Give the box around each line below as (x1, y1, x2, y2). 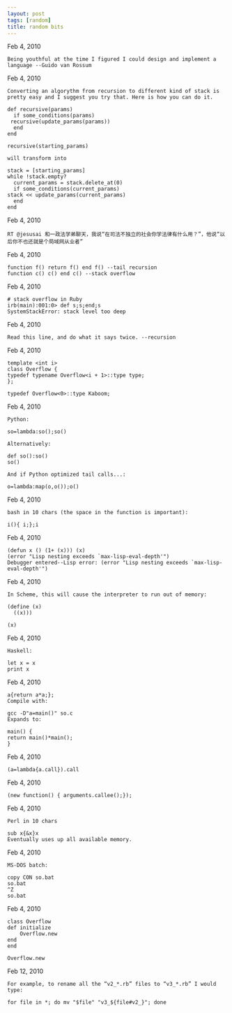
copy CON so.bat (7, 874, 54, 881)
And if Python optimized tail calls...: (7, 471, 127, 479)
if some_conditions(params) (13, 112, 95, 119)
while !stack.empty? (7, 173, 68, 180)
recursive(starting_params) (7, 143, 89, 150)
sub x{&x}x (7, 830, 39, 837)
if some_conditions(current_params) (13, 186, 120, 193)
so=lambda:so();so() (7, 428, 68, 435)
